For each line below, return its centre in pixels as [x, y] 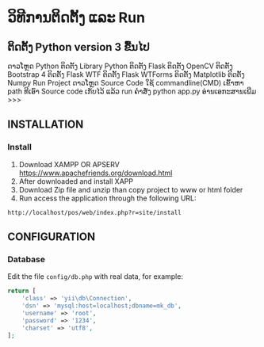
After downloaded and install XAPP [76, 181]
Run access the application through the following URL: [107, 198]
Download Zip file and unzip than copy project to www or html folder [131, 189]
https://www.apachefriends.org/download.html [96, 173]
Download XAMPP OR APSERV [69, 164]
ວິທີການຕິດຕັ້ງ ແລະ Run [77, 18]
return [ [22, 291]
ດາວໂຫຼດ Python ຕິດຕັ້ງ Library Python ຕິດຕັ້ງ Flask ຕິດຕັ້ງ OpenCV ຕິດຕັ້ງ [120, 66]
